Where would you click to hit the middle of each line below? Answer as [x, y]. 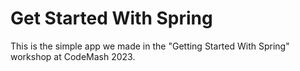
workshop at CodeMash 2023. [73, 56]
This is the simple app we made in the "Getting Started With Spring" [150, 46]
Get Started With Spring [111, 18]
